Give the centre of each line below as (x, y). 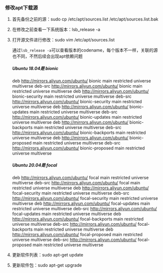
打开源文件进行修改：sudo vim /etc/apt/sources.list (63, 40)
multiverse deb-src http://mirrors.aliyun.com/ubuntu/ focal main (76, 183)
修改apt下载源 (21, 7)
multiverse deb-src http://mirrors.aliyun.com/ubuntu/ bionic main (77, 86)
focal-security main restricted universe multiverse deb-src (71, 193)
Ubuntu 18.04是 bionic (35, 68)
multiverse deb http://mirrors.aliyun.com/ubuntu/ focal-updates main (81, 203)
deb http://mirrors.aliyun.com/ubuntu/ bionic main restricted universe (81, 81)
